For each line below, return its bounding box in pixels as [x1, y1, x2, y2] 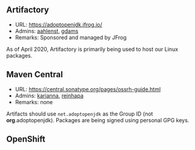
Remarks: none [15, 98, 53, 105]
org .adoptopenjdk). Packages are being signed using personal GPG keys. [6, 116, 190, 123]
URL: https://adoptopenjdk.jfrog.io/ [15, 21, 103, 28]
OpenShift [6, 134, 45, 145]
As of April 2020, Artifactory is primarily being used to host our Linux [6, 45, 179, 53]
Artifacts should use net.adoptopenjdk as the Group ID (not [6, 110, 153, 117]
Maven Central [6, 70, 64, 80]
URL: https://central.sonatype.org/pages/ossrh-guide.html [15, 85, 161, 93]
